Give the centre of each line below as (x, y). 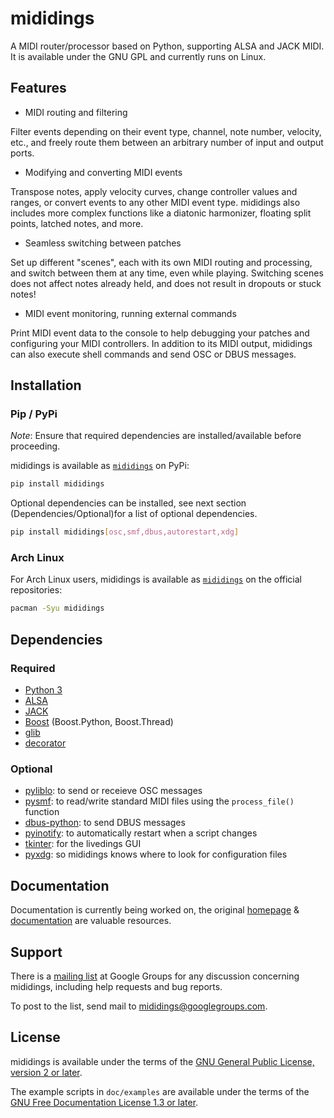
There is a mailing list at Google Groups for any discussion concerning (155, 976)
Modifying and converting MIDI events (103, 172)
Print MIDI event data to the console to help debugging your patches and (160, 333)
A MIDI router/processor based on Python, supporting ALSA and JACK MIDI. (167, 46)
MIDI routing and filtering (76, 112)
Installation (46, 385)
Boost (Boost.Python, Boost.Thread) (99, 722)
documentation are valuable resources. (91, 921)
